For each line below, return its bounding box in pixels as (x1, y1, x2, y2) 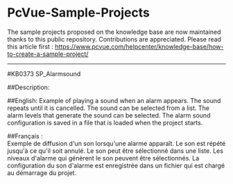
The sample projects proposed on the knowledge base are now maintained (7, 28, 221, 36)
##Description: (7, 83, 50, 91)
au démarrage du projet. (7, 168, 77, 177)
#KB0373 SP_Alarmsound (7, 69, 81, 77)
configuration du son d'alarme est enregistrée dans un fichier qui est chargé (7, 161, 225, 169)
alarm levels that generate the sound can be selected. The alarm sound (7, 111, 211, 119)
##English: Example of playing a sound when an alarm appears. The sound (7, 96, 221, 104)
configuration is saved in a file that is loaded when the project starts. (7, 118, 203, 127)
